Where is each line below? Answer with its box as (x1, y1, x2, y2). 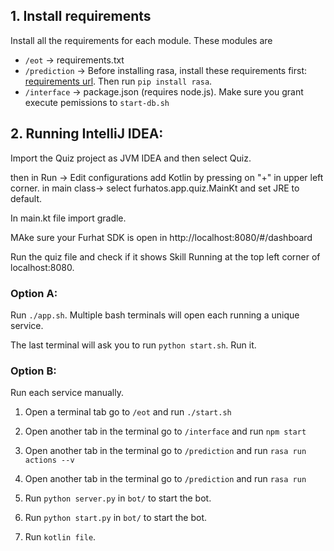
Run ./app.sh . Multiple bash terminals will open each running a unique (10, 309, 300, 321)
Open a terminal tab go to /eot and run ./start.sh (24, 406, 232, 418)
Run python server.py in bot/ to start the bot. (24, 492, 212, 504)
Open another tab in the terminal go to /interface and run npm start (24, 425, 307, 438)
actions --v (24, 455, 75, 466)
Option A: (10, 286, 58, 300)
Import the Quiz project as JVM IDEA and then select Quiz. (10, 152, 252, 164)
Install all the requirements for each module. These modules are (10, 34, 273, 46)
